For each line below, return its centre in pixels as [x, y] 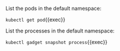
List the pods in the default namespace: [54, 8]
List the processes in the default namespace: [60, 31]
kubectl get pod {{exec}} [36, 19]
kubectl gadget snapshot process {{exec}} [56, 42]
